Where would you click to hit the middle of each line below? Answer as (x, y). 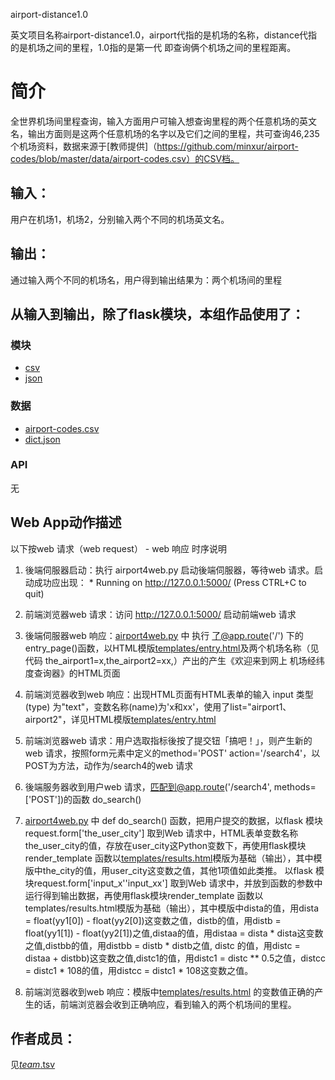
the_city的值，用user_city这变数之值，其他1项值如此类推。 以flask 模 (183, 870)
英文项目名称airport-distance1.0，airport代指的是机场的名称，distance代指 (164, 35)
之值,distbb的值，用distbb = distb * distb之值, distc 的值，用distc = (162, 945)
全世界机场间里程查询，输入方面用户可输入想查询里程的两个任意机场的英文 (163, 121)
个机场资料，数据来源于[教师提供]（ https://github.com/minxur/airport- (154, 146)
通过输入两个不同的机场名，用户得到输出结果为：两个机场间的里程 (146, 280)
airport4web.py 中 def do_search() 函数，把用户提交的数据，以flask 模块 (174, 820)
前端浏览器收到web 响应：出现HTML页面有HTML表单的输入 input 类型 (169, 694)
